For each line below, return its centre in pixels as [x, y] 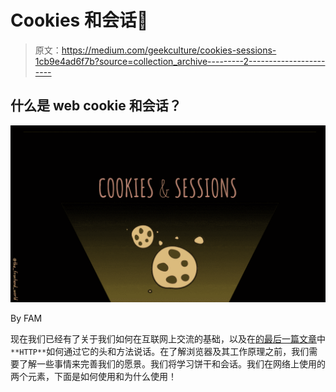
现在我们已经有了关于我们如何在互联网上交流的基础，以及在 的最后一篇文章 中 [168, 339]
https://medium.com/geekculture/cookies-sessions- [169, 50]
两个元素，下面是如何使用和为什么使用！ [93, 377]
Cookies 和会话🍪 [79, 20]
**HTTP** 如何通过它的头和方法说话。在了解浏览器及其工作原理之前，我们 [160, 352]
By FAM [26, 318]
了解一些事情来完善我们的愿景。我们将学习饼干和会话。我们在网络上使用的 [172, 364]
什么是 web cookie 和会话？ [96, 106]
